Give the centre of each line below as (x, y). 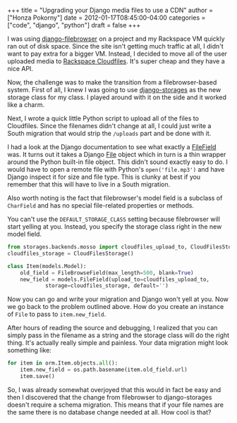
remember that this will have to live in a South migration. (89, 184)
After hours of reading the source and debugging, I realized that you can (113, 328)
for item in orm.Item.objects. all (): (63, 363)
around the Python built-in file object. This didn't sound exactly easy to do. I (117, 162)
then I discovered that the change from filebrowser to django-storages (110, 397)
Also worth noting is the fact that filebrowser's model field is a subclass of (115, 198)
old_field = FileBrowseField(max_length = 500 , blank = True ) (107, 273)
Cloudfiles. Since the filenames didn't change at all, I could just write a (109, 126)
